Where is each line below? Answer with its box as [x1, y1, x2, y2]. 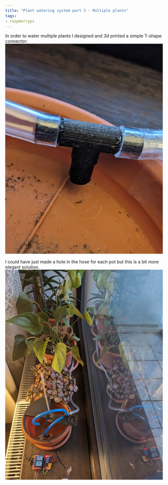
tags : [5, 13, 16, 18]
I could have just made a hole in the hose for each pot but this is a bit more [5, 259, 159, 265]
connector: [5, 38, 28, 44]
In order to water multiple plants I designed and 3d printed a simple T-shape [5, 33, 162, 39]
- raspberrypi [5, 18, 35, 23]
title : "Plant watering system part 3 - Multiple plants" [5, 8, 128, 13]
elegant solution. [5, 264, 40, 270]
